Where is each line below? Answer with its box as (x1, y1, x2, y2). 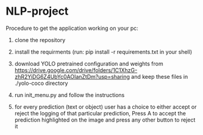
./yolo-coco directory (14, 79, 68, 87)
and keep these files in (131, 73, 188, 80)
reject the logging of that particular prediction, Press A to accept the (14, 109, 187, 117)
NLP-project (5, 4, 69, 18)
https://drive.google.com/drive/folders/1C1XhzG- (14, 66, 138, 74)
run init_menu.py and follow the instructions (14, 91, 125, 98)
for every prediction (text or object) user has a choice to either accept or (14, 103, 197, 111)
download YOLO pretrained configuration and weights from (14, 60, 163, 67)
